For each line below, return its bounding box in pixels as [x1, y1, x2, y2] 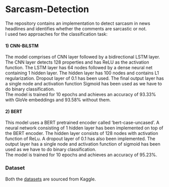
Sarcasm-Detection [5, 4, 89, 15]
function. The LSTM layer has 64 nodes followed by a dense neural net [5, 65, 153, 71]
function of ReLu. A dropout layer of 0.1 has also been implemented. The [5, 135, 155, 142]
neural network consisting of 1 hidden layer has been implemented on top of [5, 125, 163, 131]
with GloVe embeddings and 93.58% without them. [5, 97, 111, 103]
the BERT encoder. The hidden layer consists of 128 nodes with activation [5, 130, 158, 136]
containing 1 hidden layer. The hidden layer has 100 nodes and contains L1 [5, 70, 159, 76]
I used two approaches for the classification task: [5, 31, 108, 37]
